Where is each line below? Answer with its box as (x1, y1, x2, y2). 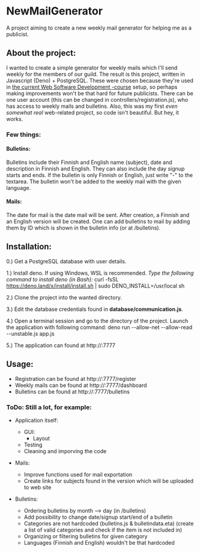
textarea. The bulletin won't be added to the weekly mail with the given (6, 178, 181, 185)
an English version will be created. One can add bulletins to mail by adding (6, 218, 190, 225)
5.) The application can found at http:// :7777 (6, 342, 116, 349)
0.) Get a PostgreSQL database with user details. (6, 257, 127, 265)
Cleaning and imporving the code (23, 448, 107, 454)
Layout (32, 435, 50, 442)
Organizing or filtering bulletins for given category (23, 533, 148, 540)
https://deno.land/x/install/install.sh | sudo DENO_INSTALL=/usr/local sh (6, 282, 185, 289)
